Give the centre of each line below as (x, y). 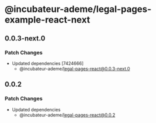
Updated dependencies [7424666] (47, 63)
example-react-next (47, 20)
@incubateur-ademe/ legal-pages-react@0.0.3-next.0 (75, 68)
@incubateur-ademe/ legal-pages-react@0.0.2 (67, 115)
